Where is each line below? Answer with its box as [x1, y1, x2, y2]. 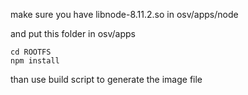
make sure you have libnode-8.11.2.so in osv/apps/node [10, 9, 239, 20]
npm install [10, 56, 60, 66]
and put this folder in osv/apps [10, 28, 136, 39]
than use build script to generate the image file [10, 74, 203, 85]
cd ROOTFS [10, 47, 52, 57]
